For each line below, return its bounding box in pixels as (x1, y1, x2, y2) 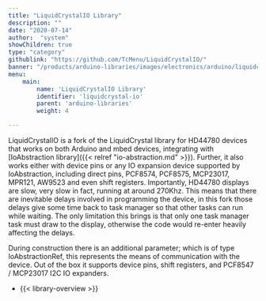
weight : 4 (36, 107, 69, 115)
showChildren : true (8, 41, 73, 49)
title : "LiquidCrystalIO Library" (8, 11, 123, 20)
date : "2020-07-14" (8, 26, 73, 34)
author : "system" (8, 33, 69, 42)
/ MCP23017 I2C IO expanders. (8, 269, 109, 277)
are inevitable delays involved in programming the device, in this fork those (8, 194, 253, 204)
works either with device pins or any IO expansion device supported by (8, 161, 241, 170)
